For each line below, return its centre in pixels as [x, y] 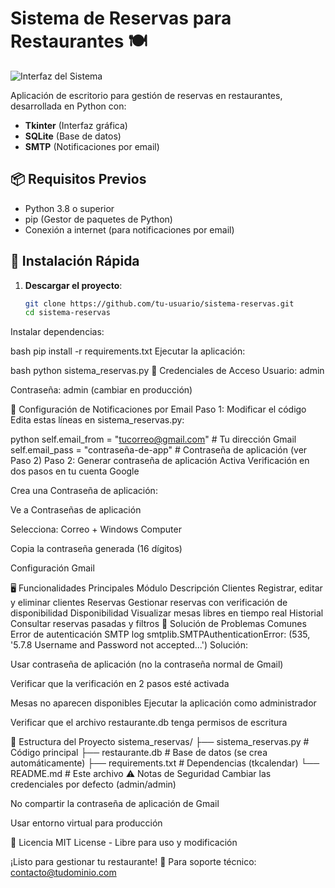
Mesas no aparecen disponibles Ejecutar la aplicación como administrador [163, 703]
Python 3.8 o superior [69, 208]
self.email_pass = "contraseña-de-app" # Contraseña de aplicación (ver [159, 450]
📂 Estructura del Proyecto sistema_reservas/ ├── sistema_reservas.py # [160, 742]
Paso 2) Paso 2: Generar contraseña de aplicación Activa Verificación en [160, 461]
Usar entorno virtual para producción [86, 823]
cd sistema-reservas [67, 313]
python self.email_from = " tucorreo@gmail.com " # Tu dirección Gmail [153, 439]
